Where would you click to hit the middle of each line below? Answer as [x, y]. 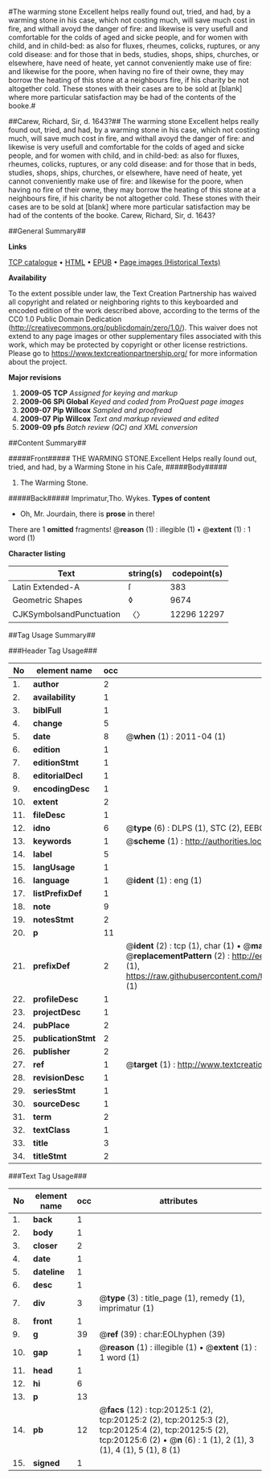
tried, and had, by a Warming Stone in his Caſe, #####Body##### [118, 467]
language [51, 880]
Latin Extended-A [46, 587]
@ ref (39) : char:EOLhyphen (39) [162, 1334]
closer [45, 1246]
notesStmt [53, 919]
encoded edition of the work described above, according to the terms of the [134, 310]
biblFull [47, 710]
